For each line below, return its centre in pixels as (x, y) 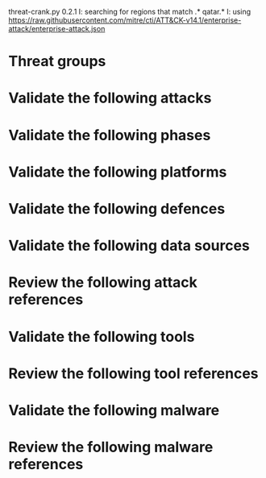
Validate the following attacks (110, 98)
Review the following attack (103, 283)
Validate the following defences (117, 208)
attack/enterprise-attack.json (57, 29)
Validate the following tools (102, 337)
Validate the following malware (114, 410)
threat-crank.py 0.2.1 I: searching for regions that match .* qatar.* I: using (130, 12)
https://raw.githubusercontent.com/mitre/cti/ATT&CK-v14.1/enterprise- (125, 20)
